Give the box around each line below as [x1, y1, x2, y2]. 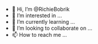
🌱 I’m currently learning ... [11, 18, 75, 25]
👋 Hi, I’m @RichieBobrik [11, 6, 70, 12]
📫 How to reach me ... [11, 32, 67, 38]
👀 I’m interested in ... [11, 12, 62, 19]
